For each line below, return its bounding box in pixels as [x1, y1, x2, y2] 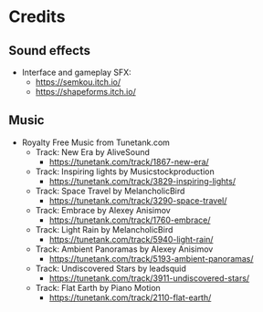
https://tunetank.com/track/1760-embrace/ [48, 214, 211, 225]
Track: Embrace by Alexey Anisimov [35, 204, 171, 215]
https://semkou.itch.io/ [35, 77, 121, 88]
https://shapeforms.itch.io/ [35, 87, 136, 97]
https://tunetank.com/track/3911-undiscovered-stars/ [48, 272, 250, 284]
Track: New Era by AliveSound [35, 146, 150, 157]
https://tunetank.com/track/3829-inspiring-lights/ [48, 175, 237, 186]
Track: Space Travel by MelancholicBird [35, 185, 185, 196]
